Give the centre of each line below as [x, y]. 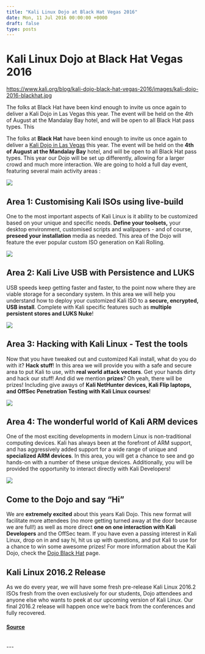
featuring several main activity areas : [53, 171]
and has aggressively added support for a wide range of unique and [92, 450]
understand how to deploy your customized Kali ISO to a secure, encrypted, [103, 300]
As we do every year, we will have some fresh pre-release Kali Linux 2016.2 [101, 587]
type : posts [21, 29]
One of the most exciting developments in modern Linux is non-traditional [99, 436]
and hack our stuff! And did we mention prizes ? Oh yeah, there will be [94, 378]
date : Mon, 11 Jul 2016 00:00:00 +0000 [57, 18]
